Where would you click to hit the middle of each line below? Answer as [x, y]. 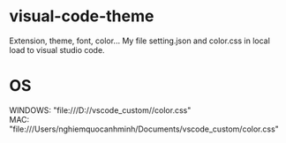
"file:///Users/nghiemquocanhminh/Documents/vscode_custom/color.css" [144, 129]
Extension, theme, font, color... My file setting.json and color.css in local [140, 41]
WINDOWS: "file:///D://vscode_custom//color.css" [100, 110]
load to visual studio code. [57, 49]
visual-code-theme [82, 16]
